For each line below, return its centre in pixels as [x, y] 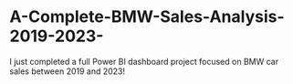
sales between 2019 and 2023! [68, 71]
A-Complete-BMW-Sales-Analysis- [147, 17]
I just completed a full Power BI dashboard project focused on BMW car [144, 61]
